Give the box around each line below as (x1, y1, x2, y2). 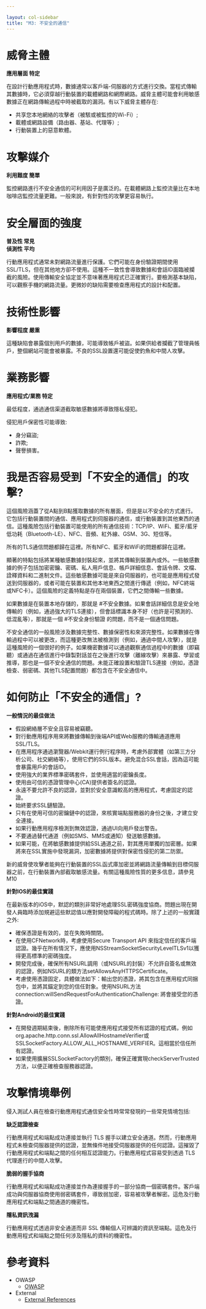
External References (24, 1296, 76, 1303)
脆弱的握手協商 (6, 1170, 44, 1177)
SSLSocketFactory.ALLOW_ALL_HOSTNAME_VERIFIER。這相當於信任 (15, 1040, 191, 1047)
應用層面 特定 (6, 70, 40, 77)
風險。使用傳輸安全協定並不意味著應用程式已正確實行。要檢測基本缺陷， (17, 273, 200, 281)
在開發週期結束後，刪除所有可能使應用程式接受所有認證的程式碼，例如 (15, 1025, 193, 1032)
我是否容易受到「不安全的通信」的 (6, 470, 179, 484)
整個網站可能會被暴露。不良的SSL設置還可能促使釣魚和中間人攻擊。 (17, 347, 188, 354)
